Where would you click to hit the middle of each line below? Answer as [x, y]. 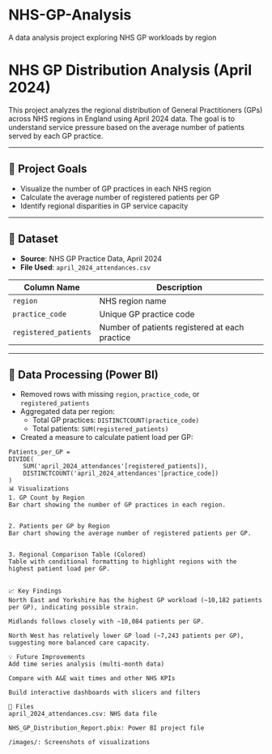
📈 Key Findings [35, 591]
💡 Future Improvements [47, 657]
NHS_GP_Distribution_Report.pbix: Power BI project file [106, 728]
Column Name [52, 287]
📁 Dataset [34, 239]
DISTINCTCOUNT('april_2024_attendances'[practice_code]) [121, 474]
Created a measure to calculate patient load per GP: [106, 437]
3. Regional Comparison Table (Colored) [78, 555]
